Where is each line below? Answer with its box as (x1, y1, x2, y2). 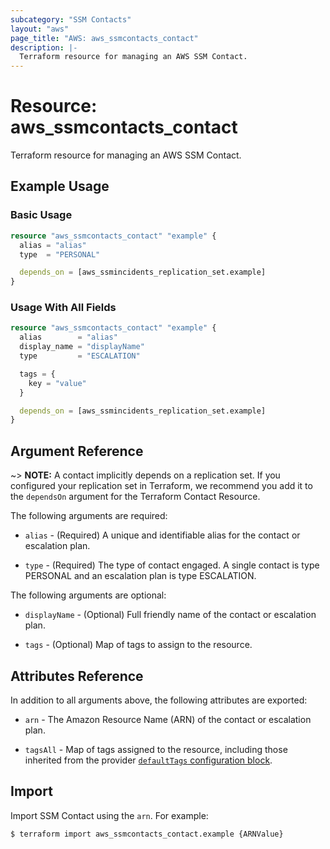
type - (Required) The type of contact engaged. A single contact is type (24, 559, 320, 571)
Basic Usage (10, 208, 73, 222)
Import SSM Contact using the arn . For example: (10, 809, 209, 821)
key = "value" (28, 378, 87, 388)
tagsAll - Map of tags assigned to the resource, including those (24, 743, 288, 755)
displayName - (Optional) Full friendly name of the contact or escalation (24, 609, 317, 621)
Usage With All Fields (10, 301, 117, 315)
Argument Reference (10, 442, 144, 460)
